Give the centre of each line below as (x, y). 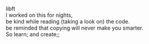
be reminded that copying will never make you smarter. (74, 28)
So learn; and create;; (33, 34)
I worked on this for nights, (39, 15)
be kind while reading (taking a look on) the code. (68, 21)
